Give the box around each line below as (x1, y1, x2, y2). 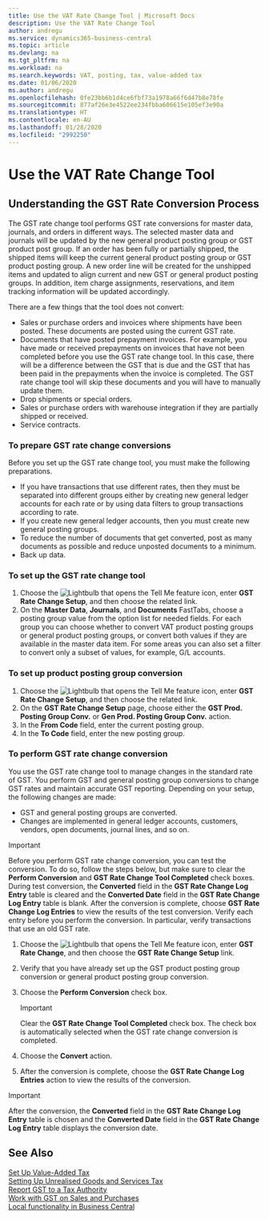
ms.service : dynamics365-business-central (8, 34, 152, 42)
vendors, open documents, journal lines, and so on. (19, 824, 190, 834)
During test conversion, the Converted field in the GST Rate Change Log (8, 881, 249, 891)
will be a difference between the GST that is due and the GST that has (19, 360, 251, 369)
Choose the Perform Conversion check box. (19, 987, 168, 997)
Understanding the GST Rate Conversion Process (8, 197, 259, 211)
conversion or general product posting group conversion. (19, 972, 210, 981)
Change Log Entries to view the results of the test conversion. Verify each (8, 907, 254, 916)
